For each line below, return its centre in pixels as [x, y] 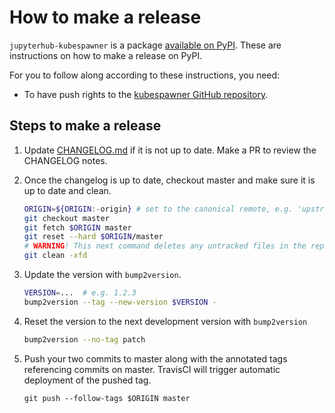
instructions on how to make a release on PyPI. [106, 55]
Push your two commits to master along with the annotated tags [155, 358]
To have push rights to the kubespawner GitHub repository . [146, 94]
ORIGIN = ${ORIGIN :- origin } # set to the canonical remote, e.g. [158, 209]
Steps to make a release [85, 126]
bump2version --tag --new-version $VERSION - [120, 302]
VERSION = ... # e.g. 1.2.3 [80, 293]
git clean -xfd [55, 256]
